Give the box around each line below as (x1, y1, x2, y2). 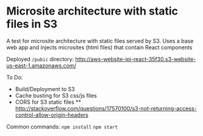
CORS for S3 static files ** (15, 98, 81, 106)
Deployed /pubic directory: (6, 55, 74, 63)
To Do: (6, 73, 23, 81)
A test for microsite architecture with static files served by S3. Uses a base (6, 37, 194, 44)
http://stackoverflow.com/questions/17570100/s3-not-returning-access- (15, 104, 197, 112)
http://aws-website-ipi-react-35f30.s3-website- (75, 55, 196, 63)
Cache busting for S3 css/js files (15, 92, 98, 99)
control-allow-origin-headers (15, 111, 88, 118)
